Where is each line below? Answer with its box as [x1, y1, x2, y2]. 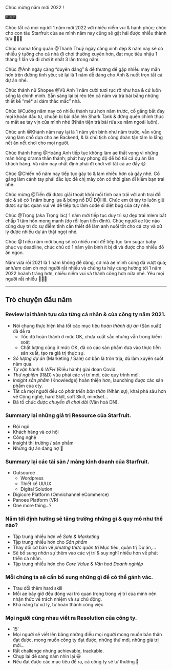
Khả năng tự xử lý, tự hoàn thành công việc [12, 601, 104, 607]
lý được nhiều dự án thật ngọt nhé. [5, 228, 78, 235]
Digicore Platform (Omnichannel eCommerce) [12, 491, 109, 497]
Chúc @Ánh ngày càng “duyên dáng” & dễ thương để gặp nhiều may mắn [5, 66, 160, 72]
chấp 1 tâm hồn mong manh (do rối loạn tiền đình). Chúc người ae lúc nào [5, 218, 160, 224]
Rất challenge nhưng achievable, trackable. [12, 648, 104, 654]
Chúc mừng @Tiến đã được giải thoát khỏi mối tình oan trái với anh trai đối [5, 192, 162, 197]
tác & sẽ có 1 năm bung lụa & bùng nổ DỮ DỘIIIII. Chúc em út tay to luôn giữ [5, 197, 165, 203]
